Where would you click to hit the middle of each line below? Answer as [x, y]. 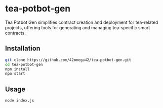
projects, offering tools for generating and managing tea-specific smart [78, 27]
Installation [23, 48]
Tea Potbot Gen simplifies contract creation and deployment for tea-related [81, 22]
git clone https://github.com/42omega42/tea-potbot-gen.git [68, 60]
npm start [15, 74]
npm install [17, 69]
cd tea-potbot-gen [24, 64]
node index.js [20, 101]
